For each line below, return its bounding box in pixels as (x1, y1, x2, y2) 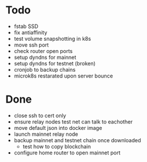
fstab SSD (13, 23, 39, 30)
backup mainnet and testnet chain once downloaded (13, 136, 141, 143)
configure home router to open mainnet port (13, 149, 121, 156)
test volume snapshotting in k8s (13, 35, 91, 42)
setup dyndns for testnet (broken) (13, 59, 96, 67)
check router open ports (13, 47, 73, 54)
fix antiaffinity (13, 29, 47, 36)
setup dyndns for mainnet (13, 54, 77, 61)
